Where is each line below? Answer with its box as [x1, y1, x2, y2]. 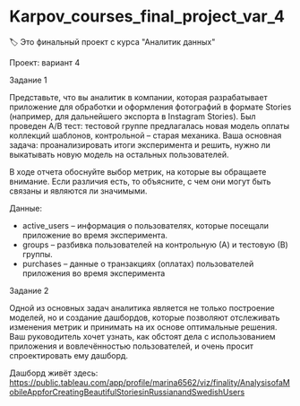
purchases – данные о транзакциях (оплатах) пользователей [21, 258, 254, 269]
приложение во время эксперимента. [21, 229, 168, 240]
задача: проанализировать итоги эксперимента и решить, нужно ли [9, 139, 271, 150]
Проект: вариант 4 [9, 56, 81, 68]
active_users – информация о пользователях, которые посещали [21, 220, 270, 230]
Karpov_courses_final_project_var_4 [9, 6, 285, 27]
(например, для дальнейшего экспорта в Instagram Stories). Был [9, 110, 257, 122]
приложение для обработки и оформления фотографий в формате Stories [9, 101, 292, 112]
